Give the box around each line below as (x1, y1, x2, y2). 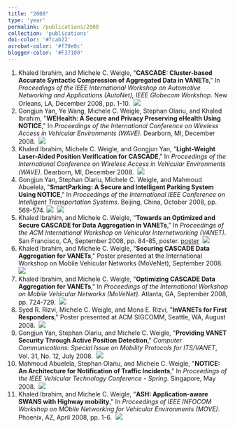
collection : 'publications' (8, 29, 90, 37)
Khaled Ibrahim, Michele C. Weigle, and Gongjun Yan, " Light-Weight (17, 144, 216, 153)
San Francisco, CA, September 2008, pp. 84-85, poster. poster (17, 236, 200, 245)
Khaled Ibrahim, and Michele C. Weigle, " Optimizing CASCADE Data (17, 275, 215, 283)
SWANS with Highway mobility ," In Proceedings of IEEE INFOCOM (17, 397, 212, 406)
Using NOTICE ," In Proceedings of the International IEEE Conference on (17, 190, 226, 198)
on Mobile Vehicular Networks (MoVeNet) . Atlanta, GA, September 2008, (17, 289, 228, 298)
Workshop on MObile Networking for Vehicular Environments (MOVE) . (17, 404, 220, 413)
